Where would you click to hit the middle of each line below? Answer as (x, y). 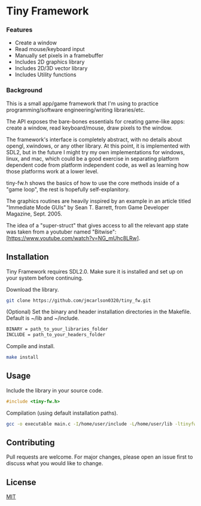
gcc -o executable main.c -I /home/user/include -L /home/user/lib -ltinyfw (101, 424)
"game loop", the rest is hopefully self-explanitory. (68, 189)
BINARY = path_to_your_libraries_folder (57, 329)
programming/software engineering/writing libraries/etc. (76, 110)
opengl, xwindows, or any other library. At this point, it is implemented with (98, 146)
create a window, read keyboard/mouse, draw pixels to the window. (89, 128)
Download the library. (33, 289)
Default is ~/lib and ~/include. (43, 318)
